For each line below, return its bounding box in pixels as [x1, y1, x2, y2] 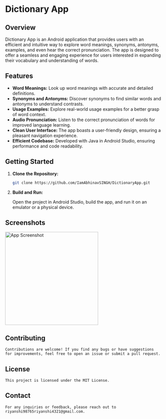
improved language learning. [12, 122, 71, 128]
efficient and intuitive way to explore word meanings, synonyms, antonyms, [5, 42, 160, 48]
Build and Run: [12, 189, 43, 195]
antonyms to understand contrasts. [12, 101, 84, 107]
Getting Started [5, 157, 54, 166]
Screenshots [5, 218, 46, 227]
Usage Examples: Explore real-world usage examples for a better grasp [12, 106, 160, 112]
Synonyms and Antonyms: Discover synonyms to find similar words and [12, 95, 162, 101]
